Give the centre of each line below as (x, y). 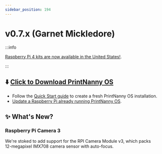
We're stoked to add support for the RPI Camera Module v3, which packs (78, 141)
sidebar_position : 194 (28, 10)
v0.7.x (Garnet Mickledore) (60, 33)
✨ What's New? (29, 117)
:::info (11, 47)
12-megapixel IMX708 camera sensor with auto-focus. (59, 146)
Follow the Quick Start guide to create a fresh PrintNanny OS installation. (85, 96)
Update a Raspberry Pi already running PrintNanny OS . (67, 101)
